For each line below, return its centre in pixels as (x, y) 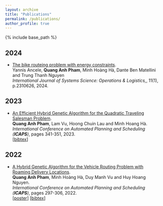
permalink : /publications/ (33, 19)
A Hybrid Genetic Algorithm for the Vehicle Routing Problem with (78, 167)
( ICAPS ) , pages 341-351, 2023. (44, 134)
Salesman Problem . (32, 118)
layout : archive (22, 10)
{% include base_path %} (31, 37)
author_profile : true (27, 23)
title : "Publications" (28, 14)
